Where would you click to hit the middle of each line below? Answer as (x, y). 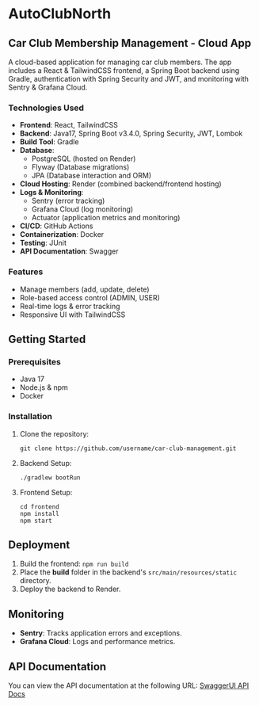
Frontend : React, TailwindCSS (69, 125)
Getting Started (47, 339)
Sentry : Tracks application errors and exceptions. (101, 633)
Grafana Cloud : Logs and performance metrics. (97, 642)
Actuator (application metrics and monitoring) (106, 218)
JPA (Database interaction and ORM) (91, 176)
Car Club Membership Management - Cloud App (130, 43)
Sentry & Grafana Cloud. (48, 87)
